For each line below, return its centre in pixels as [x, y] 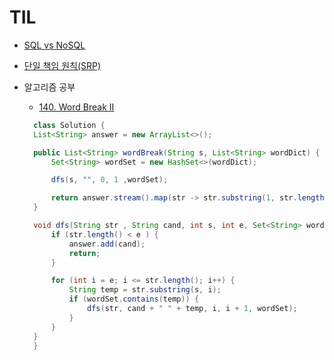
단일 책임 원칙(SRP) [62, 65]
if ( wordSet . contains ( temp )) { [134, 299]
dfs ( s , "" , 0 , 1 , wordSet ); [109, 180]
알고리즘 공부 [49, 87]
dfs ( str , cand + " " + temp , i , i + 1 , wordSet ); [192, 309]
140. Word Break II [76, 107]
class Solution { [69, 125]
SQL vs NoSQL [54, 45]
